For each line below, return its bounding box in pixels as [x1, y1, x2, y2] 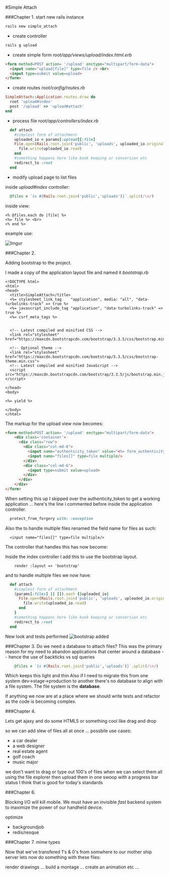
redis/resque [12, 830, 39, 836]
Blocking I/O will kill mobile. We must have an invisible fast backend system [5, 799, 162, 805]
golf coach [12, 754, 35, 760]
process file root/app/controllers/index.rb [12, 118, 99, 124]
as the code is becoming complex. [5, 698, 76, 704]
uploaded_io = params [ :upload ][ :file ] [14, 137, 96, 142]
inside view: [5, 203, 30, 209]
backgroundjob [12, 824, 44, 830]
